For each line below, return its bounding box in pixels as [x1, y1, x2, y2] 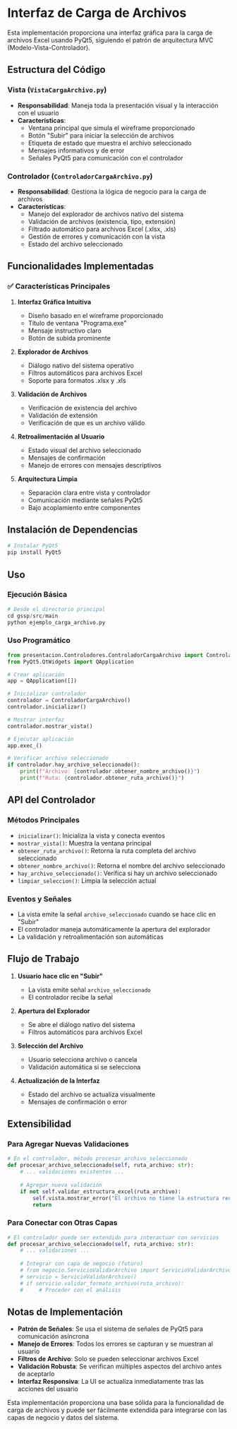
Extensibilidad [7, 1118, 72, 1130]
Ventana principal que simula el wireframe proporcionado [28, 124, 195, 132]
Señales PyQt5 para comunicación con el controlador [28, 153, 183, 162]
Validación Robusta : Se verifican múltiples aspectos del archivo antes [17, 1362, 222, 1371]
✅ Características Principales [7, 281, 111, 291]
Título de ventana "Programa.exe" [28, 319, 127, 327]
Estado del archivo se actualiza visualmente [28, 1090, 156, 1098]
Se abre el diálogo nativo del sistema [28, 1020, 135, 1028]
